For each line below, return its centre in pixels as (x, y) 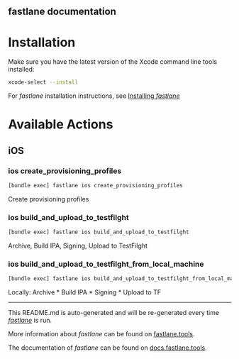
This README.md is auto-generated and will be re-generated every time (113, 313)
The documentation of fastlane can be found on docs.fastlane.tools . (108, 348)
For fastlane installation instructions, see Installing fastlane (94, 96)
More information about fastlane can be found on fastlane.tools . (101, 334)
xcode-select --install (43, 82)
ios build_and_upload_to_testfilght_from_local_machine (106, 264)
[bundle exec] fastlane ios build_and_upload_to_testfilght (99, 232)
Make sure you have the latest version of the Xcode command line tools (113, 62)
